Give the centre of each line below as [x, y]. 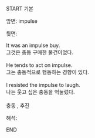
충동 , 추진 [18, 105]
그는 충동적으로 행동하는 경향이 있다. [48, 72]
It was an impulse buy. [33, 45]
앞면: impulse [22, 21]
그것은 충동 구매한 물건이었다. [40, 52]
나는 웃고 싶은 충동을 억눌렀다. [40, 92]
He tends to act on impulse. [39, 65]
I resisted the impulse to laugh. [43, 85]
